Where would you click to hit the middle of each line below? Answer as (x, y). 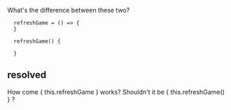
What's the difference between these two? (69, 10)
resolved (27, 75)
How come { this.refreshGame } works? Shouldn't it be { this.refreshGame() (116, 92)
